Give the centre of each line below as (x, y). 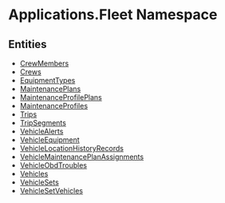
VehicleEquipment (49, 140)
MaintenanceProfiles (54, 106)
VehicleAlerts (41, 131)
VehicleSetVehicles (51, 191)
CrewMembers (44, 63)
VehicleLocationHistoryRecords (71, 148)
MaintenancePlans (50, 89)
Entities (28, 44)
